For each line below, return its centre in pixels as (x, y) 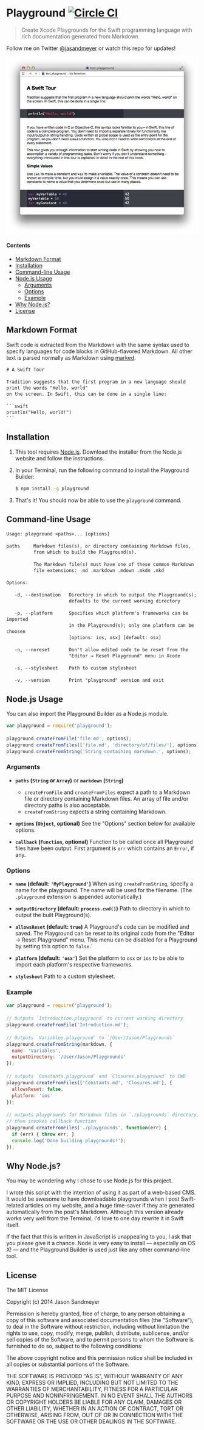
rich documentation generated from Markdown (80, 36)
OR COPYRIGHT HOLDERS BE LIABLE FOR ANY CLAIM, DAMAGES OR (94, 1402)
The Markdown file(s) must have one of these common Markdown (114, 565)
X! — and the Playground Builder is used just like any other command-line (98, 1249)
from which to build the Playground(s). (85, 552)
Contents (18, 245)
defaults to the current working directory (125, 601)
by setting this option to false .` (54, 946)
